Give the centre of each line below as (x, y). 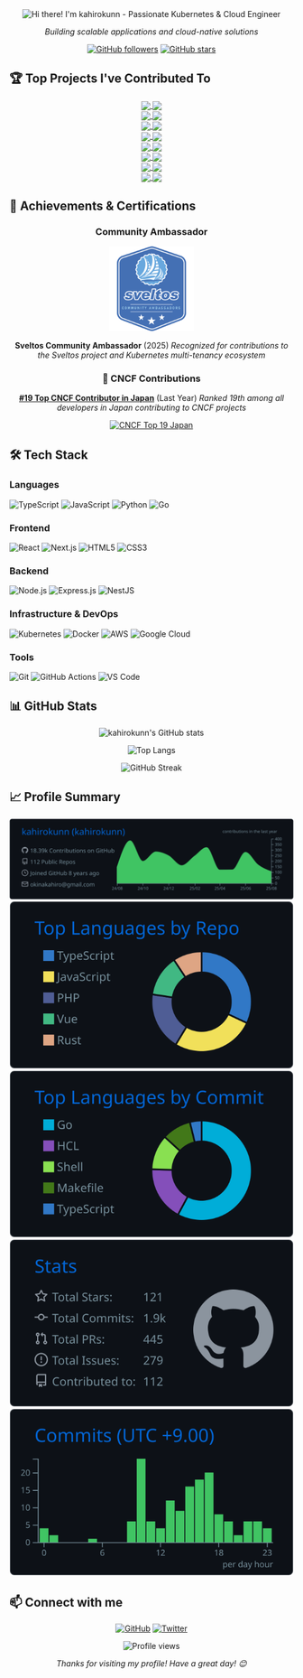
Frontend (30, 527)
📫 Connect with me (66, 1602)
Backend (29, 571)
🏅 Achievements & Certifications (103, 205)
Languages (35, 485)
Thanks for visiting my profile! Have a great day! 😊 (151, 1664)
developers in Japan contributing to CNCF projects (151, 408)
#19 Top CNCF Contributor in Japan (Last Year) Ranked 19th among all (151, 398)
